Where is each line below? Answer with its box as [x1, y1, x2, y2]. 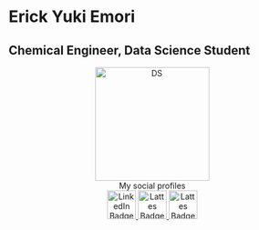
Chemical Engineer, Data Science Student [8, 43, 251, 58]
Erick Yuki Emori [8, 6, 136, 27]
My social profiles [119, 180, 186, 191]
